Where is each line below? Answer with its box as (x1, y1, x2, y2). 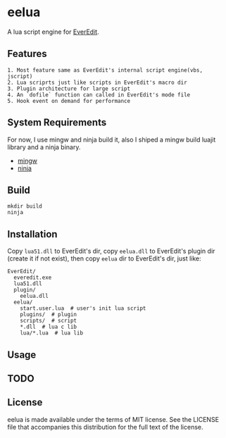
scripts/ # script (20, 318, 77, 325)
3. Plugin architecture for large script (7, 85, 131, 92)
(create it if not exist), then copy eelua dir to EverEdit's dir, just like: (7, 254, 202, 263)
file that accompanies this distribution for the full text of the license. (7, 423, 203, 431)
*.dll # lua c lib (20, 323, 77, 331)
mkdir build (7, 203, 42, 210)
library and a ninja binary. (7, 142, 81, 151)
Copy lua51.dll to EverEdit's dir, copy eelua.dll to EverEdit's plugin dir (7, 247, 215, 256)
